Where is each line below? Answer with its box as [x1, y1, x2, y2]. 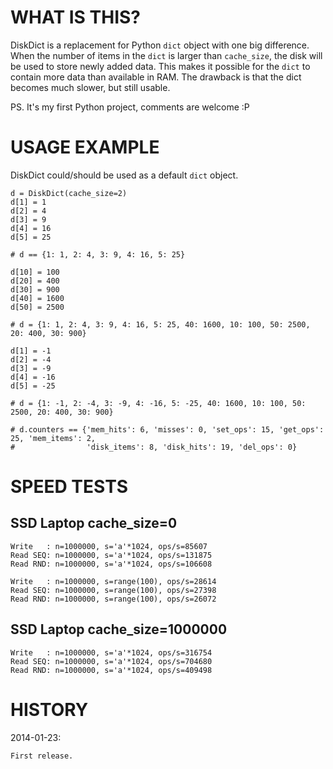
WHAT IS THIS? [10, 6, 142, 29]
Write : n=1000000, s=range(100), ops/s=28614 [10, 576, 217, 586]
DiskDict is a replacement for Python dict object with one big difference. [10, 39, 310, 51]
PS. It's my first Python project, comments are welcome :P [10, 101, 250, 113]
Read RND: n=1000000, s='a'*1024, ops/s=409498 [10, 665, 213, 675]
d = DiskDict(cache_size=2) [10, 188, 128, 198]
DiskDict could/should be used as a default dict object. [10, 169, 239, 181]
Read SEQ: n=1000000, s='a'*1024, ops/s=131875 [10, 550, 213, 560]
